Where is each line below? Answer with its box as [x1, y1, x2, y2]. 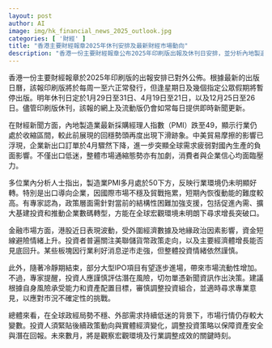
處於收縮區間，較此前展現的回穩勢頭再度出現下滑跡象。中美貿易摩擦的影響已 [8, 130, 264, 140]
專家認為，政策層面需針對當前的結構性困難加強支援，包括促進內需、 [29, 198, 257, 207]
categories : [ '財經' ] [8, 34, 87, 43]
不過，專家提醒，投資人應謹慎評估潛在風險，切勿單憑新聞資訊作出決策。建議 [8, 273, 264, 282]
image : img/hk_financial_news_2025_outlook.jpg [8, 27, 172, 35]
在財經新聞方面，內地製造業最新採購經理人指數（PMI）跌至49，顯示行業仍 [8, 121, 257, 129]
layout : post [8, 11, 53, 20]
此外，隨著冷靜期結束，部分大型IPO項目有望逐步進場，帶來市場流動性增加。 [8, 263, 261, 272]
